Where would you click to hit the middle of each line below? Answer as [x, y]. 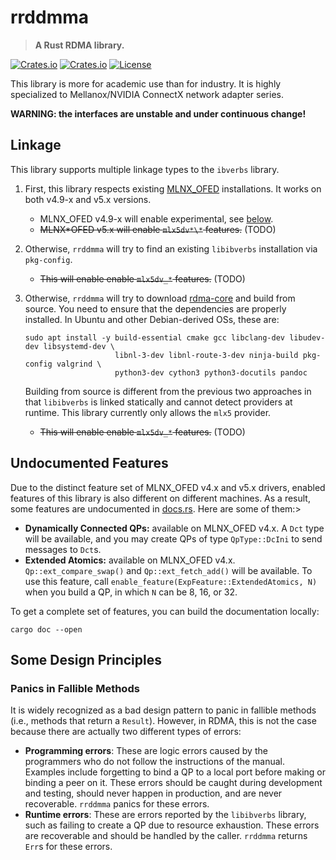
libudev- [307, 337]
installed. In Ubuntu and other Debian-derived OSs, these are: [152, 319]
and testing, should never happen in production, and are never [153, 793]
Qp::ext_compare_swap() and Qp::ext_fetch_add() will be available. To [168, 570]
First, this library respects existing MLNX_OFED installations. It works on [173, 188]
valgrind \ [79, 364]
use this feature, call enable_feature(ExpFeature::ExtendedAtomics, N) [171, 581]
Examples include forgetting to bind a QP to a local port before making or [175, 772]
